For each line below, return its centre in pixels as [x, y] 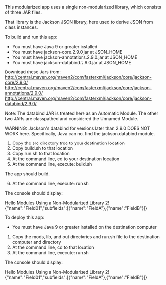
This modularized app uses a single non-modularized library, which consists [83, 7]
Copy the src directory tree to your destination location [69, 143]
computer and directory [37, 242]
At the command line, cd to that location [53, 247]
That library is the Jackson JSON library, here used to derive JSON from [79, 22]
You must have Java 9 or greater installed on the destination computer [84, 227]
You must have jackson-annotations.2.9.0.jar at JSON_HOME [75, 57]
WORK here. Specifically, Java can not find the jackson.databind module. [80, 133]
